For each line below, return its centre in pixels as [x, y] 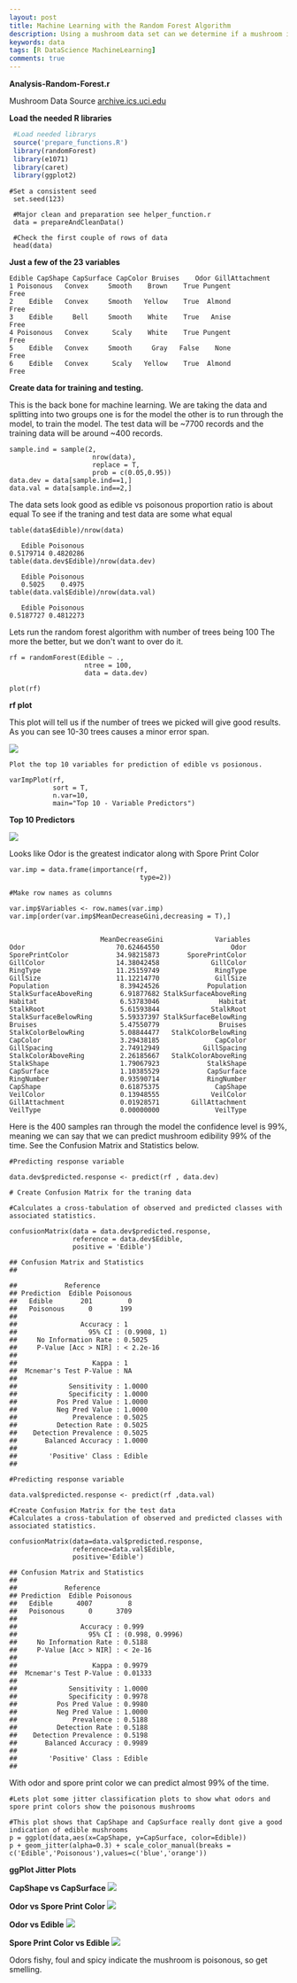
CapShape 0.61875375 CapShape [128, 1087]
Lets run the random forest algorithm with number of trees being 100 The [142, 632]
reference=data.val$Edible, [124, 1550]
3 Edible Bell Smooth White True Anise [120, 317]
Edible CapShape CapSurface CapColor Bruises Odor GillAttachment [140, 279]
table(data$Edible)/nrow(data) [67, 531]
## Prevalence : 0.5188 [79, 1720]
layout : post [33, 17]
